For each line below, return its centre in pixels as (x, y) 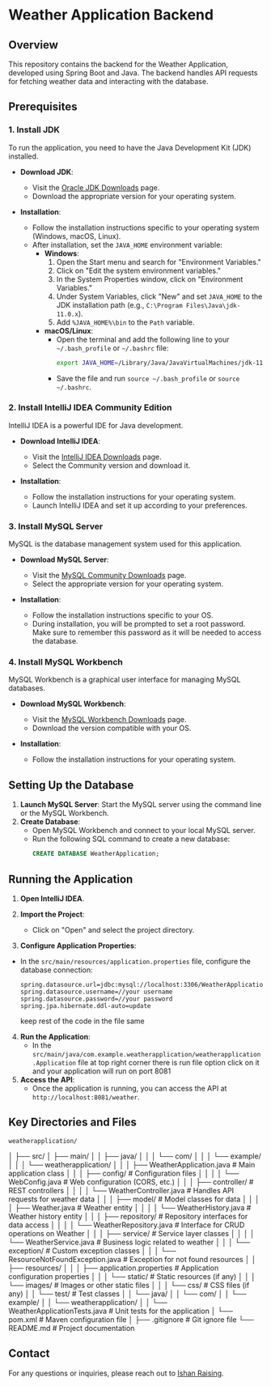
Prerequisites (43, 107)
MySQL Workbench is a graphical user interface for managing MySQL (125, 680)
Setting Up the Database (71, 785)
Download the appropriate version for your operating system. (134, 196)
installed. (23, 156)
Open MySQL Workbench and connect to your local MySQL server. (144, 831)
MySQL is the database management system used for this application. (125, 544)
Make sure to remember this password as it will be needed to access (146, 632)
